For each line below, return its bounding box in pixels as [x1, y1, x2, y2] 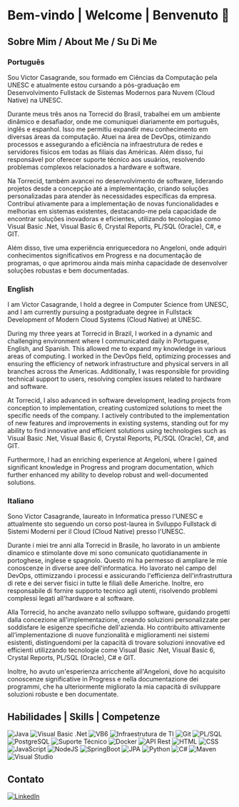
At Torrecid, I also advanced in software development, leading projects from [7, 396, 231, 405]
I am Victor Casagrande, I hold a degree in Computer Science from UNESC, [7, 300, 229, 309]
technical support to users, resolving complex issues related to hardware [7, 375, 222, 383]
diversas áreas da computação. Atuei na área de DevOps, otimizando [7, 132, 211, 141]
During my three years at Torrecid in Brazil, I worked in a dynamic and [7, 329, 213, 338]
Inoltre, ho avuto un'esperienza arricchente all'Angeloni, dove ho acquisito [7, 667, 226, 676]
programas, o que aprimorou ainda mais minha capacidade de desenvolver [7, 258, 228, 267]
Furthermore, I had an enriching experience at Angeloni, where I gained [7, 455, 218, 464]
